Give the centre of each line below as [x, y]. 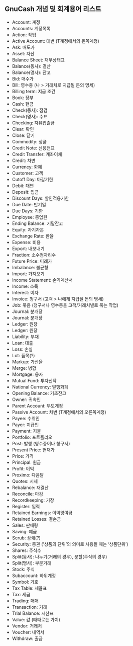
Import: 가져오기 [28, 274]
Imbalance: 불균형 [30, 267]
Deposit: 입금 [25, 192]
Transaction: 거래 [30, 607]
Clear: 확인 [23, 129]
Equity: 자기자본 [28, 229]
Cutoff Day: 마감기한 [33, 179]
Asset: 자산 [23, 53]
